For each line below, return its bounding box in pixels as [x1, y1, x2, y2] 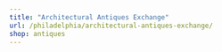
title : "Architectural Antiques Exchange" [9, 12, 169, 22]
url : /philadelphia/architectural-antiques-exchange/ [9, 21, 214, 30]
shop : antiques [9, 29, 66, 38]
